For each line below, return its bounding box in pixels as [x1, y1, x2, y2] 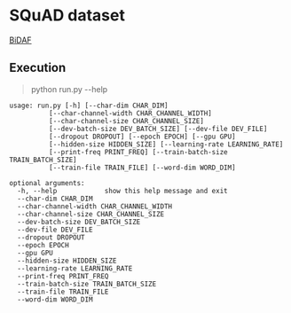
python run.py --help [30, 83, 108, 94]
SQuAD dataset [9, 5, 126, 26]
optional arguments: [9, 178, 86, 187]
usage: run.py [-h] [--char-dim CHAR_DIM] [9, 101, 169, 110]
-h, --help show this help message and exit [17, 186, 228, 195]
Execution [9, 60, 67, 75]
